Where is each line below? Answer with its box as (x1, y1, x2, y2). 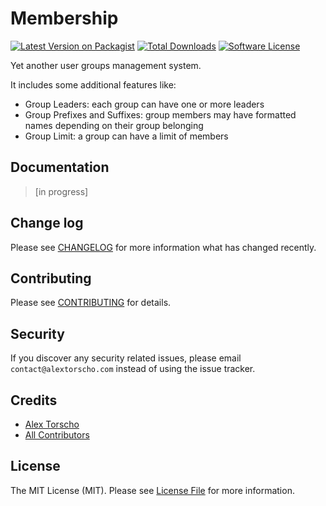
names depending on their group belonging (24, 119, 204, 131)
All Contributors (24, 429, 90, 441)
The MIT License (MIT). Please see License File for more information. (10, 484, 295, 496)
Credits (10, 392, 58, 409)
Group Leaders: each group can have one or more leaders (24, 98, 265, 110)
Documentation (10, 159, 110, 176)
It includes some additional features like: (10, 78, 177, 91)
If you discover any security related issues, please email (10, 352, 242, 364)
